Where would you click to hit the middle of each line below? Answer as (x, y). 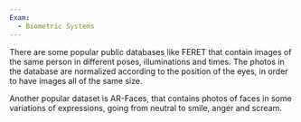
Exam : (19, 18)
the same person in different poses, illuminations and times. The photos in (147, 61)
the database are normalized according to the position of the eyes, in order (149, 71)
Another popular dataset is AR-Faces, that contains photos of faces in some (150, 98)
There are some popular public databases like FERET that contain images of (150, 52)
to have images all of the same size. (76, 80)
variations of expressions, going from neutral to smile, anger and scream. (146, 108)
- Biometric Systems (56, 26)
